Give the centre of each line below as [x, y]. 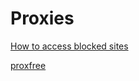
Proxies [42, 18]
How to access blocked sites [69, 46]
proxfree [28, 65]
